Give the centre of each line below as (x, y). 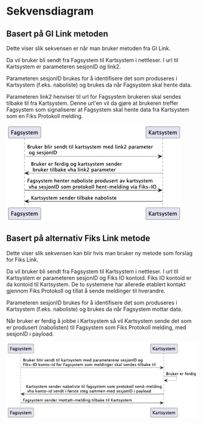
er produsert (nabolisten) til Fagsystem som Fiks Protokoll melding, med (96, 327)
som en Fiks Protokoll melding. (45, 116)
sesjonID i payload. (30, 334)
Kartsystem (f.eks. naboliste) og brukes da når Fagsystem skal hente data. (99, 85)
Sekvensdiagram (50, 11)
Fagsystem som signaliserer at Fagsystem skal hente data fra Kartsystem (98, 110)
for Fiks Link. (22, 260)
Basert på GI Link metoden (57, 34)
